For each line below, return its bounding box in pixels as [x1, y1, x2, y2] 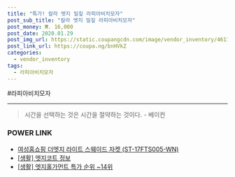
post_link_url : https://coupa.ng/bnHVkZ [7, 43, 127, 50]
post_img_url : [7, 36, 49, 43]
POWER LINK [7, 128, 52, 138]
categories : [7, 50, 42, 57]
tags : [7, 62, 23, 69]
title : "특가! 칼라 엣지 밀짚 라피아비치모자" [7, 10, 124, 17]
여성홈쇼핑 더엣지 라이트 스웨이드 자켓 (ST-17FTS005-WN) [17, 145, 179, 153]
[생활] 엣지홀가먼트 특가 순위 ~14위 [17, 162, 113, 171]
